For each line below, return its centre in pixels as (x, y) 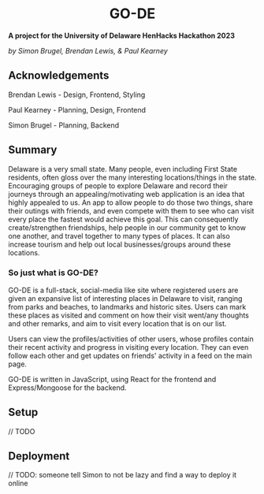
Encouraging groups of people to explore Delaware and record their (118, 185)
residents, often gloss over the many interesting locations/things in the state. (132, 177)
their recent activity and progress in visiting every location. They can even (128, 347)
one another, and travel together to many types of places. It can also (119, 236)
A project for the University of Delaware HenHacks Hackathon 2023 (121, 35)
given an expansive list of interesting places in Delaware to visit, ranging (125, 298)
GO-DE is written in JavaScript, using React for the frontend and (112, 379)
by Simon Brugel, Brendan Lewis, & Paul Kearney (88, 50)
